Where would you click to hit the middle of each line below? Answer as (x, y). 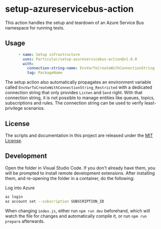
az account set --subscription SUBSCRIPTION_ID (55, 201)
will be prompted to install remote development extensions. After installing (80, 173)
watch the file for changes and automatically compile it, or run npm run (76, 216)
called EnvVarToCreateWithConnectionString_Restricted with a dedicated (79, 87)
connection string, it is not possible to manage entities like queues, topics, (80, 98)
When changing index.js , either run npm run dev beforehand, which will (78, 211)
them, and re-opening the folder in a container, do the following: (70, 178)
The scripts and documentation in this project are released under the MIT (79, 135)
